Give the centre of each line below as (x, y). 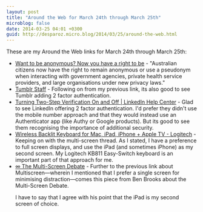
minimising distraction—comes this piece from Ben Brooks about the (101, 179)
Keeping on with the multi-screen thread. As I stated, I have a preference (106, 141)
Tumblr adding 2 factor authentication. (63, 96)
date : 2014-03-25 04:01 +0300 (45, 29)
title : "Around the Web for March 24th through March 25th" (84, 18)
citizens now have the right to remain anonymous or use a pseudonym (103, 70)
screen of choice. (37, 204)
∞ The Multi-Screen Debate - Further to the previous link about (94, 167)
